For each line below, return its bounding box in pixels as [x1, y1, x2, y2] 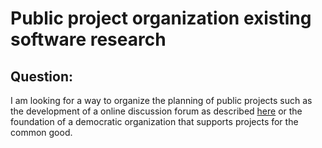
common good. [10, 127, 73, 138]
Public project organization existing [10, 7, 312, 30]
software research [10, 28, 167, 51]
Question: [10, 68, 74, 85]
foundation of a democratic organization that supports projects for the [10, 116, 299, 127]
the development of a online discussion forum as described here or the [10, 105, 303, 117]
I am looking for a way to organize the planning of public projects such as [10, 95, 313, 106]
